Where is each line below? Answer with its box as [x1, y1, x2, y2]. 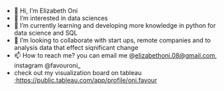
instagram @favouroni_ [13, 61, 81, 69]
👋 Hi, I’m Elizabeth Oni [13, 7, 78, 15]
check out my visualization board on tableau [13, 69, 142, 76]
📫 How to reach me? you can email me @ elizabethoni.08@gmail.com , [13, 51, 217, 59]
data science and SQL [13, 28, 78, 37]
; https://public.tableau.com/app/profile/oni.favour [13, 76, 157, 84]
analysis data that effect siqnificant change [13, 44, 139, 51]
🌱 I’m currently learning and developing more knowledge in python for [13, 22, 216, 29]
